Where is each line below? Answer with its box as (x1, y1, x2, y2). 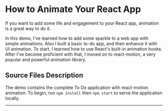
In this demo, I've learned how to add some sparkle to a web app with (5, 35, 148, 41)
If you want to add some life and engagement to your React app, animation (5, 20, 159, 26)
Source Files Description (5, 71, 83, 80)
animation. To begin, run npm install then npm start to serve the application (5, 89, 162, 96)
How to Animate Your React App (5, 4, 141, 15)
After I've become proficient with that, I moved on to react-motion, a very (5, 51, 156, 57)
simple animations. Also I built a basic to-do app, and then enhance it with (5, 40, 157, 46)
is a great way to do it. (5, 25, 51, 31)
